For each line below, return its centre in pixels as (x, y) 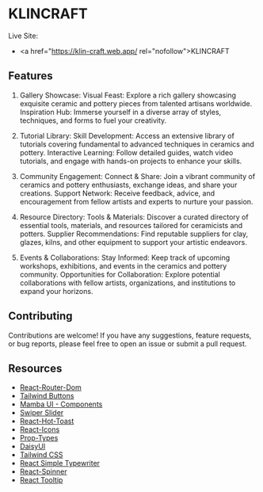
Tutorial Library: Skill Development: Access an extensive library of (127, 135)
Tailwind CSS (41, 455)
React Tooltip (41, 480)
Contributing (40, 317)
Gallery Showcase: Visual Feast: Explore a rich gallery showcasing (128, 95)
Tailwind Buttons (47, 396)
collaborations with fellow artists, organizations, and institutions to (128, 283)
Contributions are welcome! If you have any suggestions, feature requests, (130, 335)
